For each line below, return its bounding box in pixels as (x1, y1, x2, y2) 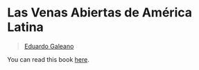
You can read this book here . (7, 55, 90, 63)
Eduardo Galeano (24, 42, 74, 50)
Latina (7, 19, 44, 35)
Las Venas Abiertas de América (7, 5, 193, 21)
